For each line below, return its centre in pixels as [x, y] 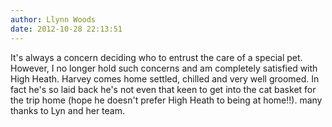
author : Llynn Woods [53, 19]
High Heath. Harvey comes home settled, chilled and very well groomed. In [165, 78]
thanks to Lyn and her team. [68, 110]
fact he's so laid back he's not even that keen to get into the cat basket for [163, 89]
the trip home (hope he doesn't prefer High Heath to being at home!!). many [166, 100]
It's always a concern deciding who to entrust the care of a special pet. [156, 57]
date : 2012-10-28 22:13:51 [66, 29]
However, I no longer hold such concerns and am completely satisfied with [164, 68]
